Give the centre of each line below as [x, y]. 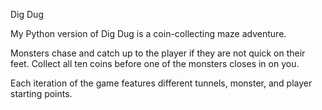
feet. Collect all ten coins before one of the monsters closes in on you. [155, 63]
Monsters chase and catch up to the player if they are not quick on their [158, 53]
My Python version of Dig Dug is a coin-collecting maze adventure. [148, 33]
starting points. [41, 93]
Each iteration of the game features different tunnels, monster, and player [161, 83]
